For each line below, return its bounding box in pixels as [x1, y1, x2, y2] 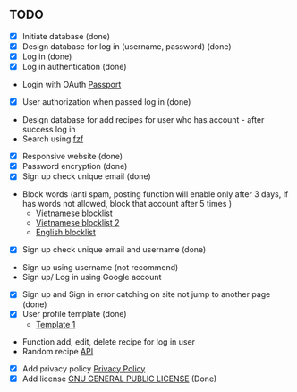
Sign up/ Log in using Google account [21, 272, 162, 283]
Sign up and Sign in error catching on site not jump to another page [21, 289, 271, 300]
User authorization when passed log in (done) [21, 97, 191, 107]
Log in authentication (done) [21, 62, 127, 72]
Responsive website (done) [21, 151, 123, 162]
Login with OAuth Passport [21, 80, 122, 90]
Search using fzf [21, 133, 84, 144]
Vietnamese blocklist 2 [35, 217, 120, 228]
